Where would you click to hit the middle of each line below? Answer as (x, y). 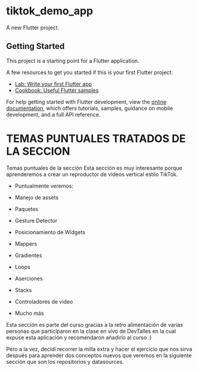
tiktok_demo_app (50, 11)
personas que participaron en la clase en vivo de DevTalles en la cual (91, 331)
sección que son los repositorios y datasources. (65, 361)
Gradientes (28, 255)
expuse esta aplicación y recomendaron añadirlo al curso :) (79, 337)
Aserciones (29, 278)
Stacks (23, 290)
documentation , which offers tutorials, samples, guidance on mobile (89, 108)
